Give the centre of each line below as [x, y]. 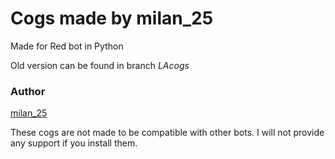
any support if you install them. [74, 143]
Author [28, 91]
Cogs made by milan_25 [112, 18]
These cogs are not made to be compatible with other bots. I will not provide [167, 133]
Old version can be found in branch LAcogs [100, 65]
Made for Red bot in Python [67, 46]
